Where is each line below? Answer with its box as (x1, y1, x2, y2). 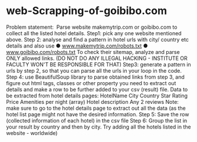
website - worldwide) (6, 129, 58, 136)
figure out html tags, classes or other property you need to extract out (6, 79, 176, 86)
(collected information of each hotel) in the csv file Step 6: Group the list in (6, 117, 188, 124)
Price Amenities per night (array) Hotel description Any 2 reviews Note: (6, 98, 179, 105)
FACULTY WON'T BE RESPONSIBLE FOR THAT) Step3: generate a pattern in (6, 60, 192, 68)
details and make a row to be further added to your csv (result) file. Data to (6, 86, 188, 93)
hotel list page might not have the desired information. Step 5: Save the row (6, 110, 189, 118)
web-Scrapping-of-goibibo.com (6, 4, 167, 18)
